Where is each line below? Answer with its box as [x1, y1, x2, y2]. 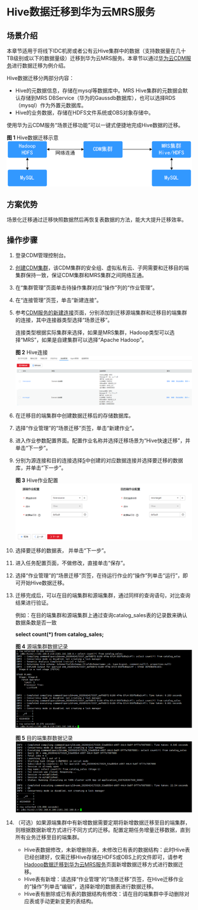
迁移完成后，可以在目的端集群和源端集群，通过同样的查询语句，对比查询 [15, 592, 190, 599]
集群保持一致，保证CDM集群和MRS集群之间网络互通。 [15, 272, 147, 279]
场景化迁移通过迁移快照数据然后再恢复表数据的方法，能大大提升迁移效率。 [6, 216, 187, 224]
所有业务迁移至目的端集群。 [15, 834, 83, 841]
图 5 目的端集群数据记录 [15, 735, 73, 742]
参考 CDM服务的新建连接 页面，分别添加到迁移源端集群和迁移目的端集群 [15, 309, 187, 316]
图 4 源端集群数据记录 [15, 642, 68, 650]
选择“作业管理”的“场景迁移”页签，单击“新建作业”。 [15, 425, 137, 432]
